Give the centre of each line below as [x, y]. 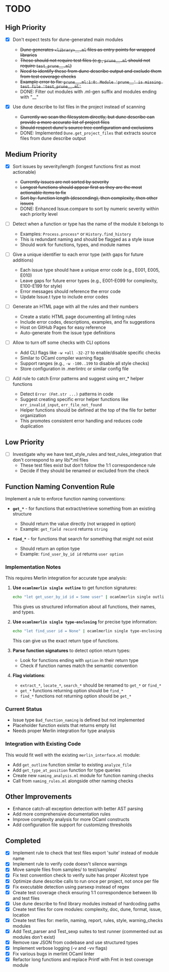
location [21, 915]
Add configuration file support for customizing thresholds [72, 825]
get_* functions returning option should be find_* [72, 691]
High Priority [26, 28]
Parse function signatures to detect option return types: [71, 651]
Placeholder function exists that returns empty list [64, 726]
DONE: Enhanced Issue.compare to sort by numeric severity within [89, 209]
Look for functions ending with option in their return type [79, 660]
